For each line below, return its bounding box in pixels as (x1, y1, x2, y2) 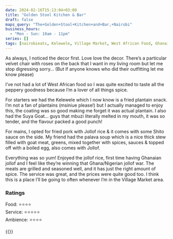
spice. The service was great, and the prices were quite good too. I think (5, 171, 160, 177)
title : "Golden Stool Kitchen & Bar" (5, 12, 86, 17)
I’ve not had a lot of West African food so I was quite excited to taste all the (5, 81, 165, 87)
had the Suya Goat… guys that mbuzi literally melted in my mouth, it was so (5, 113, 165, 119)
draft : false (5, 17, 33, 22)
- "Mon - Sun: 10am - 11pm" (10, 31, 71, 36)
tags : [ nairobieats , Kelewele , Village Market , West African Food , (5, 41, 153, 46)
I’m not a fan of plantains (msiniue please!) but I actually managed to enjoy (5, 102, 163, 108)
